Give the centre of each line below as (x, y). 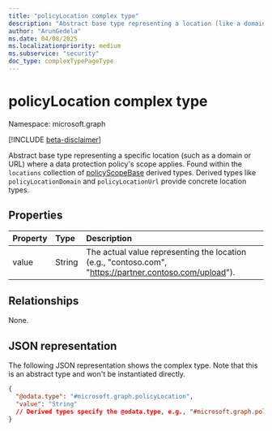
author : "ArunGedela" (45, 31)
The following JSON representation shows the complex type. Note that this (133, 365)
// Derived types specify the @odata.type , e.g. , (101, 412)
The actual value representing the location (166, 252)
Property (30, 238)
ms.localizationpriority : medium (65, 46)
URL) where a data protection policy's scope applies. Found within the (125, 164)
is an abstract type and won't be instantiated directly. (97, 374)
